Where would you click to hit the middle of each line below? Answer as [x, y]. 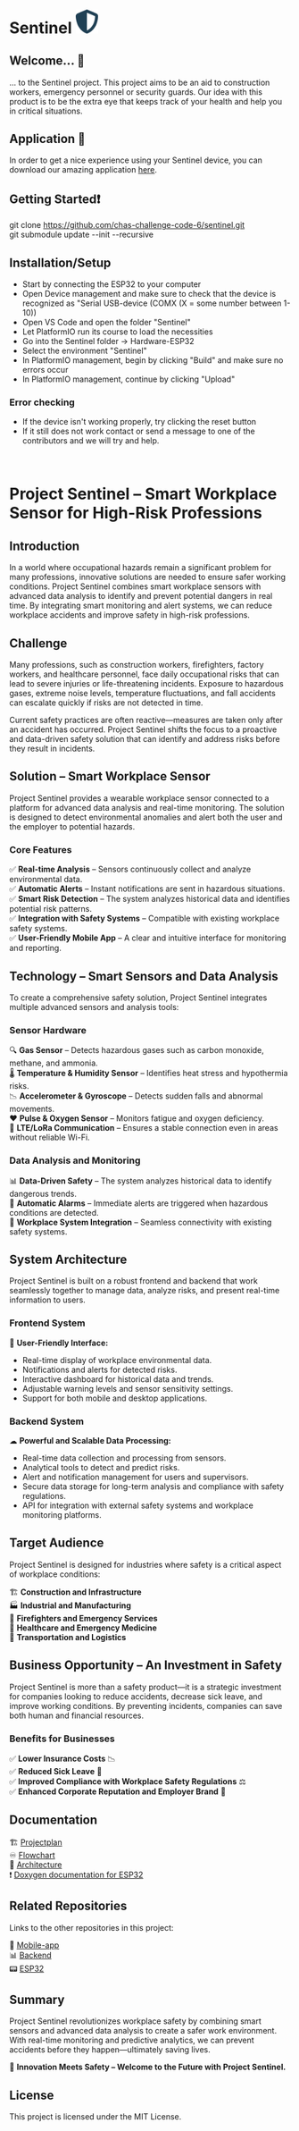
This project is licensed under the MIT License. [96, 2117]
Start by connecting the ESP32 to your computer [112, 284]
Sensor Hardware [48, 1030]
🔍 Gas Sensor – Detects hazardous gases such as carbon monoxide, [137, 1050]
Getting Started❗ [55, 199]
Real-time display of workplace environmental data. [117, 1360]
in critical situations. [46, 111]
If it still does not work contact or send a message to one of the [139, 431]
